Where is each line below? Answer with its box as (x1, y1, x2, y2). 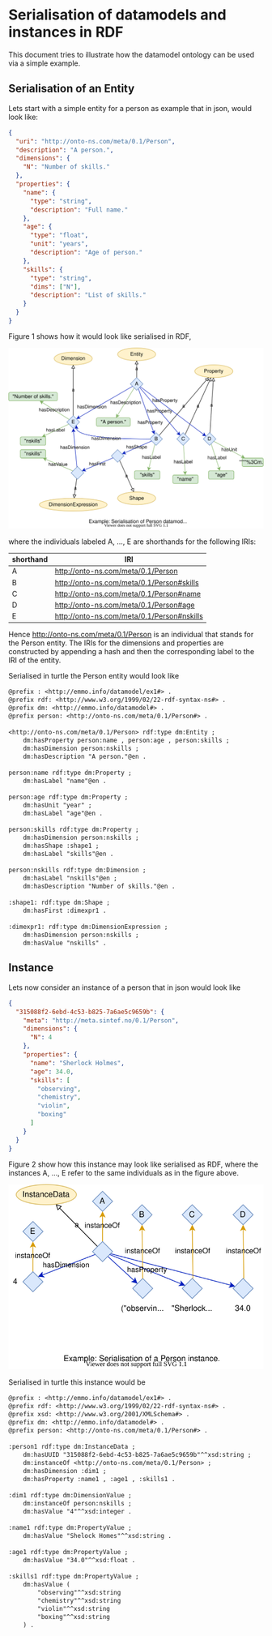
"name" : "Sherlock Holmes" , (29, 1059, 125, 1067)
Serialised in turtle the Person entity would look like (8, 670, 180, 680)
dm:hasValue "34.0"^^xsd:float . (23, 1556, 136, 1564)
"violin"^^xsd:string (37, 1604, 111, 1612)
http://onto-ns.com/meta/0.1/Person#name (54, 589, 201, 598)
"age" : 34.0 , (29, 1068, 74, 1076)
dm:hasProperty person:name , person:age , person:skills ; (23, 736, 230, 744)
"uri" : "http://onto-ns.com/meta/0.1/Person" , (15, 137, 176, 145)
